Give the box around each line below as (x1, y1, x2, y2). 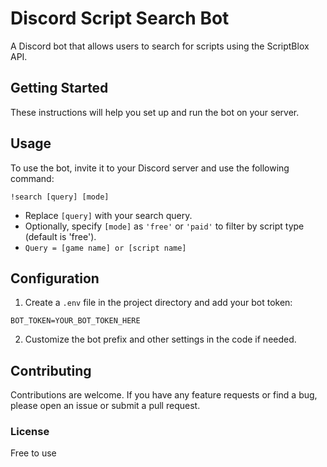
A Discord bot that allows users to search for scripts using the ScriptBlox (10, 40, 310, 52)
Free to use (10, 447, 57, 459)
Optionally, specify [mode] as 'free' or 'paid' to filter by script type (24, 220, 305, 232)
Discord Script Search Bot (10, 7, 230, 30)
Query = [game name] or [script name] (24, 243, 187, 253)
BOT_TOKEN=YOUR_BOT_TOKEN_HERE (10, 316, 141, 326)
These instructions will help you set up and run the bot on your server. (10, 106, 300, 118)
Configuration (10, 270, 100, 287)
